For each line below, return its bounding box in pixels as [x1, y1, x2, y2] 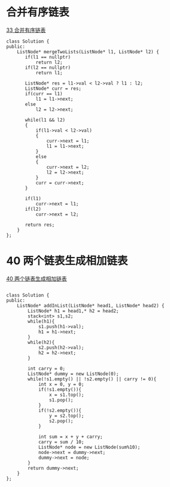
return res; [25, 222, 55, 228]
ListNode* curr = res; [25, 85, 82, 92]
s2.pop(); [48, 418, 74, 424]
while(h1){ [28, 318, 55, 324]
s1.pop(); [48, 397, 74, 403]
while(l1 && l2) [25, 117, 66, 123]
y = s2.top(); [48, 413, 84, 419]
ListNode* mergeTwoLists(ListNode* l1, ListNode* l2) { [17, 49, 160, 55]
